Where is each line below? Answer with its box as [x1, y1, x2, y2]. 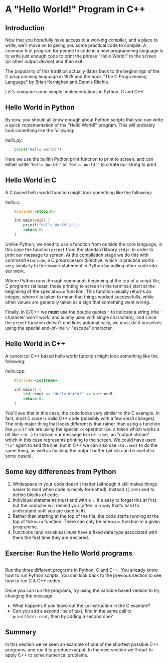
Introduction [5, 24, 45, 32]
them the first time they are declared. [12, 534, 89, 540]
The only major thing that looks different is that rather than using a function [5, 421, 160, 427]
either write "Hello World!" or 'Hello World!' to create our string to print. [5, 161, 158, 167]
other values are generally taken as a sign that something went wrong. [5, 299, 150, 305]
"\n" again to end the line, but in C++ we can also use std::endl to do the [5, 442, 158, 448]
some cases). [5, 453, 34, 459]
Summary [5, 628, 37, 636]
